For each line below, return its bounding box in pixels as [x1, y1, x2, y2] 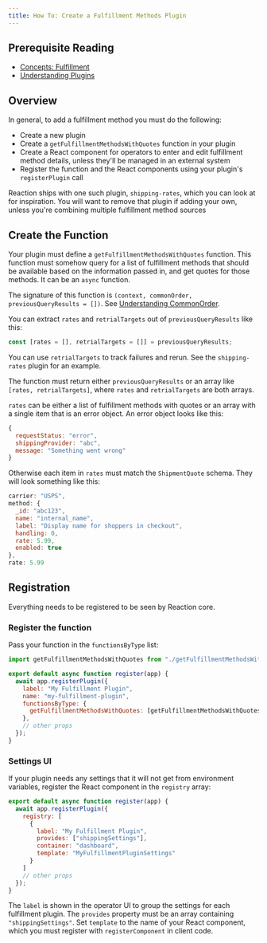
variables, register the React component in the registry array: [8, 782, 211, 792]
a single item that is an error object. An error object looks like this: [8, 408, 224, 418]
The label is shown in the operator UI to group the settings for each [8, 901, 230, 910]
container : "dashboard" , [37, 842, 119, 850]
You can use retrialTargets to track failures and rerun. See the [8, 352, 216, 362]
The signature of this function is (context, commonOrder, [8, 290, 193, 300]
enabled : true [15, 544, 62, 552]
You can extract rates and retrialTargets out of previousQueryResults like [8, 314, 253, 324]
